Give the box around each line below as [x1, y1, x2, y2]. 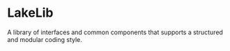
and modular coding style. [7, 35, 82, 43]
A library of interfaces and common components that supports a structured [7, 28, 223, 36]
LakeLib [7, 5, 54, 21]
